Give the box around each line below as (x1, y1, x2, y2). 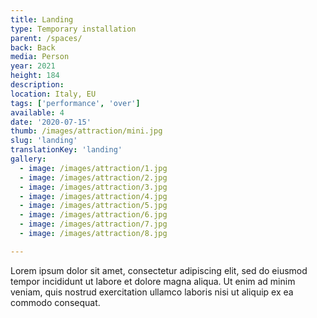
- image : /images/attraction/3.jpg (19, 182, 168, 192)
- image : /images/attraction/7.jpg (19, 219, 168, 230)
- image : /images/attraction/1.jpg (19, 163, 168, 173)
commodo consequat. (10, 296, 101, 308)
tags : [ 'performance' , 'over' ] (10, 98, 141, 108)
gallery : (10, 154, 47, 164)
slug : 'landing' (10, 136, 78, 146)
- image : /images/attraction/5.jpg (19, 201, 168, 211)
